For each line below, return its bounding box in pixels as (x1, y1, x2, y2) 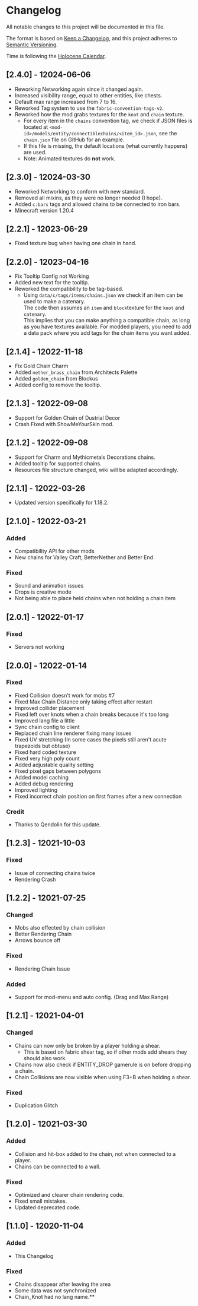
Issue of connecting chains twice (14, 869, 96, 876)
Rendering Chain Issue (14, 965, 70, 972)
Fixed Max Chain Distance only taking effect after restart (14, 698, 152, 705)
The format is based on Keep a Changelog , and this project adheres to (6, 34, 177, 42)
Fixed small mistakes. (14, 1197, 67, 1205)
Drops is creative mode (14, 588, 72, 595)
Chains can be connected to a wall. (14, 1163, 100, 1170)
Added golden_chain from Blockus (14, 375, 99, 382)
